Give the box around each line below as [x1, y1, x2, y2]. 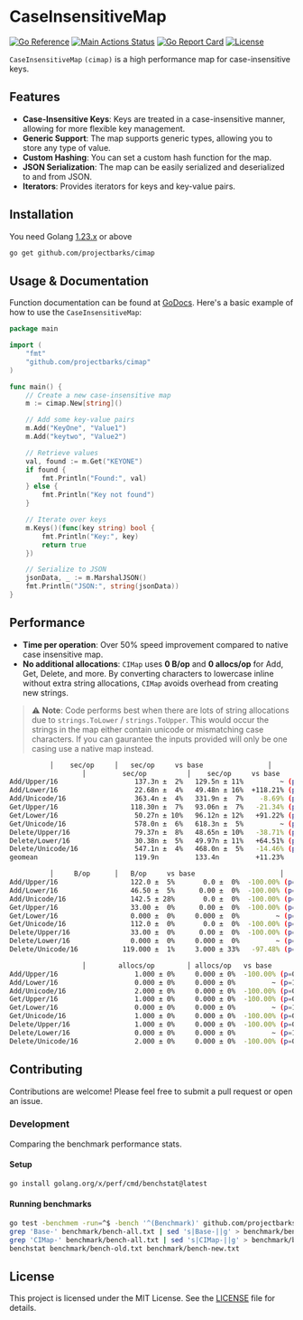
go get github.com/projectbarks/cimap [9, 248, 155, 257]
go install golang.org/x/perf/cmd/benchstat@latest [9, 1179, 207, 1188]
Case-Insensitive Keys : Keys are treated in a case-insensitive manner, [22, 113, 286, 124]
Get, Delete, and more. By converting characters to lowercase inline [22, 668, 274, 679]
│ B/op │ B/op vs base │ [49, 869, 284, 878]
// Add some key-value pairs [25, 416, 135, 425]
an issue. [9, 1095, 43, 1106]
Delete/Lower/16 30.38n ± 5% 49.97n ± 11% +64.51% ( [9, 836, 293, 846]
